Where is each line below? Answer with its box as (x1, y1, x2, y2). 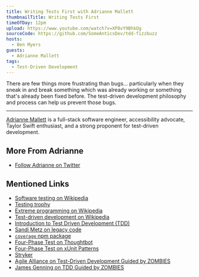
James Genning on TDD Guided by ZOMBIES (14, 264, 124, 270)
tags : (6, 58, 20, 64)
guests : (6, 47, 25, 53)
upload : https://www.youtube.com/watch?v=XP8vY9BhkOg (6, 25, 142, 31)
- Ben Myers (11, 42, 41, 48)
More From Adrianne (6, 146, 84, 156)
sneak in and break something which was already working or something (6, 87, 182, 94)
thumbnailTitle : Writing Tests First (6, 14, 99, 20)
